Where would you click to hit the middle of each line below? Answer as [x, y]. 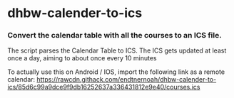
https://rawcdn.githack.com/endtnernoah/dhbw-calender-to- [127, 80]
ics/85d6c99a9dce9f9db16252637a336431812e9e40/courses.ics [104, 87]
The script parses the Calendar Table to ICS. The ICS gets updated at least [117, 50]
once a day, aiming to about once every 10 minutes [82, 58]
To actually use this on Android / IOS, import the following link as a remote [116, 72]
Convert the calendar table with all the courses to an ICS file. [115, 36]
